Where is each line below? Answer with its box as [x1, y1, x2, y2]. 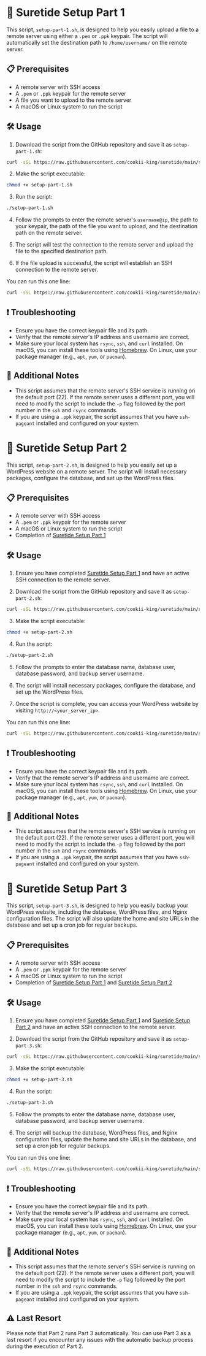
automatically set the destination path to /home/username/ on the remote [6, 39, 188, 46]
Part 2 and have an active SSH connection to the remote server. [15, 1023, 177, 1030]
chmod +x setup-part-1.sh [6, 182, 72, 188]
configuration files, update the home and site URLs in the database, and [15, 1135, 197, 1143]
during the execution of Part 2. [6, 1343, 84, 1350]
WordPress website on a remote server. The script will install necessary [6, 467, 187, 475]
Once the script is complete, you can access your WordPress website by [15, 700, 199, 707]
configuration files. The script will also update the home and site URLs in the [6, 915, 199, 922]
